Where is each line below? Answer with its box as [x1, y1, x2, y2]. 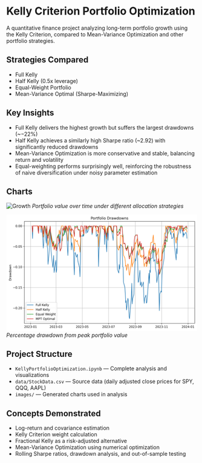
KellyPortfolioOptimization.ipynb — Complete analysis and [15, 365, 168, 372]
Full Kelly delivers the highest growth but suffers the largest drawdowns [15, 124, 194, 131]
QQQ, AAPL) [15, 384, 47, 391]
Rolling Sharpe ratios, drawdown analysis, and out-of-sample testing [15, 450, 186, 458]
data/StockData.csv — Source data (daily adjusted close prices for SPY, [15, 378, 195, 385]
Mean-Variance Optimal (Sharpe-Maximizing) [15, 90, 129, 98]
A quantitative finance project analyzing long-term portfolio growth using [6, 24, 188, 32]
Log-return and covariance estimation [15, 424, 110, 431]
